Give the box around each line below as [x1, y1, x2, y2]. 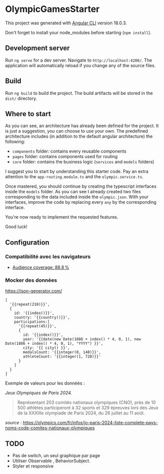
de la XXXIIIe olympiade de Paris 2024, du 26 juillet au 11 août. [17, 410, 145, 416]
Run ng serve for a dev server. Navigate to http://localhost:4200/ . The [5, 57, 153, 63]
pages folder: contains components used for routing [12, 154, 118, 159]
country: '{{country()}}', [14, 315, 70, 320]
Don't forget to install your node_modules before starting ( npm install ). [5, 29, 152, 35]
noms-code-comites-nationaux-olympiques [5, 425, 95, 431]
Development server [5, 44, 70, 53]
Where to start [5, 109, 51, 118]
